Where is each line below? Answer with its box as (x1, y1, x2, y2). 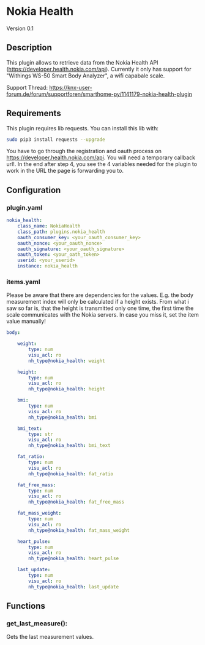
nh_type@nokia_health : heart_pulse (28, 555, 119, 562)
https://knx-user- (48, 84, 93, 91)
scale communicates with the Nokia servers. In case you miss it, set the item (6, 311, 199, 319)
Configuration (6, 184, 61, 195)
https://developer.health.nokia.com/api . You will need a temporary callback (6, 154, 196, 161)
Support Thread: (6, 84, 48, 91)
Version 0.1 (6, 25, 34, 32)
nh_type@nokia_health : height (28, 386, 105, 392)
